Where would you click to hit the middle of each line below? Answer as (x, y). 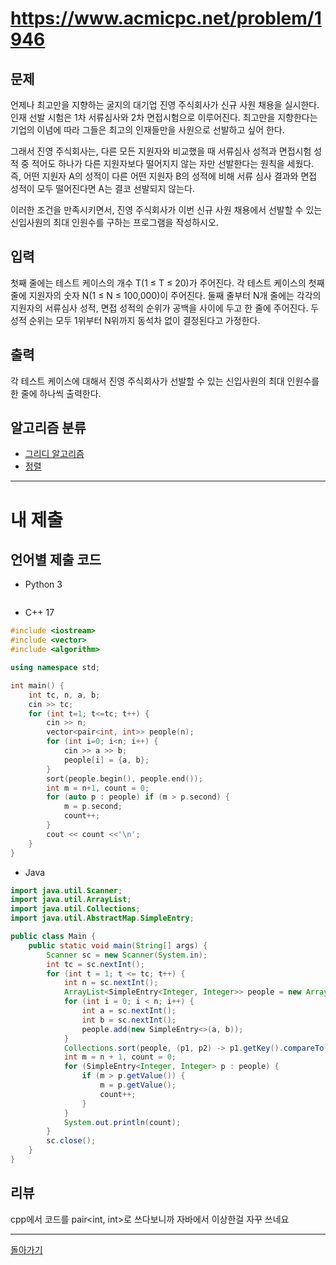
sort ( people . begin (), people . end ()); (124, 778)
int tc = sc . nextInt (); (95, 964)
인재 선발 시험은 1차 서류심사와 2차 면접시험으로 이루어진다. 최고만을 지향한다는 (164, 117)
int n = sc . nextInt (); (111, 983)
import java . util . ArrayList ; (71, 900)
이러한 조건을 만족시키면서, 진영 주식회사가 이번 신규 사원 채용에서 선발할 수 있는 (166, 210)
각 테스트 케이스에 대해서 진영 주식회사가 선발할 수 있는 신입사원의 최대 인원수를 (165, 381)
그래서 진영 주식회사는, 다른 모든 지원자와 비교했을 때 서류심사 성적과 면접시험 (161, 151)
